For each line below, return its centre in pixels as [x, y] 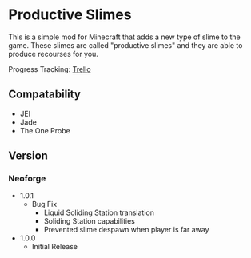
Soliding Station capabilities [90, 221]
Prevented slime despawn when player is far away [126, 230]
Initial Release [55, 247]
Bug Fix [44, 204]
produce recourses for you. [53, 54]
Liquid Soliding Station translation [99, 212]
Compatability [45, 95]
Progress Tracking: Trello [50, 69]
